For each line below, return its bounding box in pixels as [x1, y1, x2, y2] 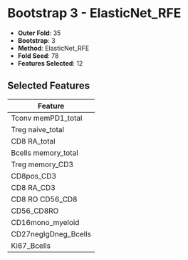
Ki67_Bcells [11, 241, 51, 251]
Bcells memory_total [11, 148, 78, 158]
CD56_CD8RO [11, 206, 59, 216]
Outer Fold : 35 [17, 29, 61, 37]
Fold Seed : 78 [17, 51, 59, 60]
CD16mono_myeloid [11, 217, 80, 227]
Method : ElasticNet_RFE [17, 44, 90, 52]
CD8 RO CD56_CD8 [11, 194, 78, 204]
